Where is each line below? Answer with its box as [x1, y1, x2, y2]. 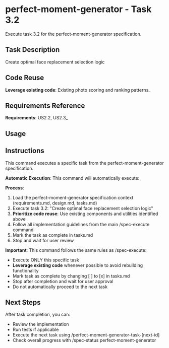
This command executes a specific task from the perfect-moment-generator [5, 160, 164, 166]
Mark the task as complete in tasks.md [12, 232, 93, 238]
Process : [5, 185, 24, 191]
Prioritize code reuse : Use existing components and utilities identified [12, 211, 158, 217]
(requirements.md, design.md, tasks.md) [12, 200, 97, 206]
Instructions [5, 147, 44, 155]
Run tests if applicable [12, 326, 59, 333]
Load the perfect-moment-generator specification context [12, 194, 134, 200]
